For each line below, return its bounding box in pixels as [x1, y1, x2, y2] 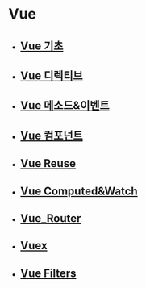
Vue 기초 [19, 39, 64, 52]
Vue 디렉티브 [19, 69, 83, 82]
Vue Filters [19, 266, 77, 280]
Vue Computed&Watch [19, 184, 139, 198]
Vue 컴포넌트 [19, 128, 83, 142]
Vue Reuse [19, 157, 77, 170]
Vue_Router [19, 211, 81, 225]
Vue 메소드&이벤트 [19, 98, 111, 113]
